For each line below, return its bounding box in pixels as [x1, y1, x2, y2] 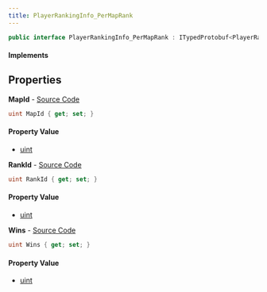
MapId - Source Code [8, 94, 80, 104]
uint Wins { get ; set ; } [8, 241, 91, 249]
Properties [8, 73, 62, 87]
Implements [8, 51, 49, 60]
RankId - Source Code [8, 159, 82, 169]
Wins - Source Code [8, 225, 76, 235]
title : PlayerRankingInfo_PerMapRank [8, 11, 133, 20]
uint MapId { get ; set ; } [8, 109, 94, 117]
